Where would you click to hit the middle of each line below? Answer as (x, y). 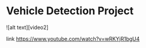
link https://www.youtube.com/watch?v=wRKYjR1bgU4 (73, 39)
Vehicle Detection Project (70, 11)
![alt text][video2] (27, 27)
